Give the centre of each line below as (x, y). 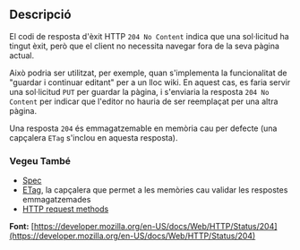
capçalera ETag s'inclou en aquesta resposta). (94, 137)
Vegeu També (40, 160)
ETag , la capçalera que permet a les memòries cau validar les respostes (155, 190)
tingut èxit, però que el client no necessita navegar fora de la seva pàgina (145, 46)
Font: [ (21, 227)
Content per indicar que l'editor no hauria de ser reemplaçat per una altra (144, 101)
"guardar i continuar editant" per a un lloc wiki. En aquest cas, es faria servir (150, 82)
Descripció (40, 15)
